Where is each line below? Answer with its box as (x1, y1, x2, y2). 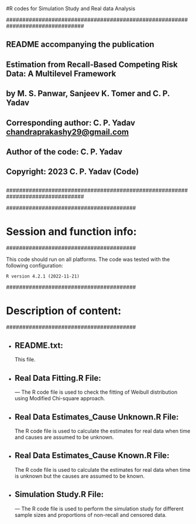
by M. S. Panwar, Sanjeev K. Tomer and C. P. (6, 89, 170, 99)
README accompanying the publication (6, 39, 154, 49)
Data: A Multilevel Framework (6, 69, 116, 79)
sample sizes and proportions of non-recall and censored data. (14, 511, 167, 518)
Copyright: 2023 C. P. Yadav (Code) (6, 167, 139, 177)
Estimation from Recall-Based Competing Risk (6, 59, 178, 69)
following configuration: (6, 262, 63, 269)
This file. (14, 356, 36, 363)
